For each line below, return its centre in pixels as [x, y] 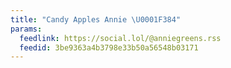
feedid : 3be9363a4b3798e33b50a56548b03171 [109, 47]
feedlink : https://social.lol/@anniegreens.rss [120, 38]
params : [26, 29]
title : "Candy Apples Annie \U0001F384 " [96, 19]
